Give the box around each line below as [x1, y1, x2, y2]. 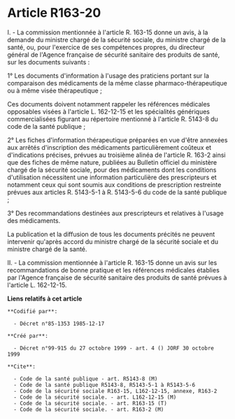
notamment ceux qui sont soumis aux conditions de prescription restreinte [7, 180, 222, 188]
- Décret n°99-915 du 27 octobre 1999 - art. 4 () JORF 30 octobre [13, 345, 215, 352]
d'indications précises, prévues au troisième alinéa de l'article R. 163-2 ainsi [7, 151, 226, 159]
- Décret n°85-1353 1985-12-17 [13, 320, 105, 327]
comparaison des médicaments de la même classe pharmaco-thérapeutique [7, 78, 227, 87]
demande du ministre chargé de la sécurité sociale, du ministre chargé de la [7, 35, 226, 43]
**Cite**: [7, 363, 36, 370]
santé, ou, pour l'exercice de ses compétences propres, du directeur [7, 43, 205, 51]
